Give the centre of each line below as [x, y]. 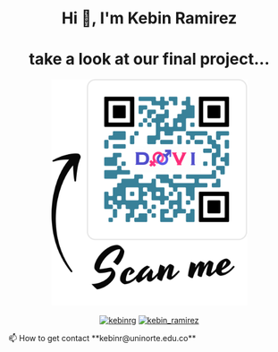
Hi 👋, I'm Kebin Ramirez [149, 18]
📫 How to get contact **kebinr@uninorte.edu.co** [102, 339]
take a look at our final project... [149, 60]
